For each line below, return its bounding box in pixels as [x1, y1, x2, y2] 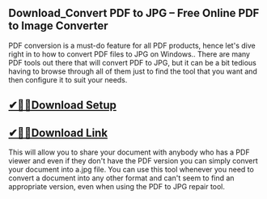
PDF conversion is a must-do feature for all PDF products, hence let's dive [8, 40, 256, 50]
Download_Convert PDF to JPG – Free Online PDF [8, 6, 260, 20]
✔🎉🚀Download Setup [8, 99, 117, 112]
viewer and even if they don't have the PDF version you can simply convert [8, 156, 259, 166]
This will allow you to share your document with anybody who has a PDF [8, 147, 250, 157]
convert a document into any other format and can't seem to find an [8, 173, 235, 183]
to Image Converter [8, 19, 108, 33]
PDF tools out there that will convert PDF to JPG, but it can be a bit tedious [8, 57, 257, 67]
